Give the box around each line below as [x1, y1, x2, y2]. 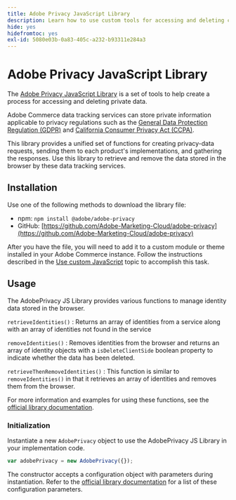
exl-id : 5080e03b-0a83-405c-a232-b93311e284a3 [7, 36, 146, 43]
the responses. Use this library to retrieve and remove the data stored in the [7, 154, 227, 163]
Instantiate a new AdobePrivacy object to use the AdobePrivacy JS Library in [7, 436, 227, 445]
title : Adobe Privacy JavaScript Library [7, 10, 131, 18]
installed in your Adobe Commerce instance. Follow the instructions [7, 250, 203, 258]
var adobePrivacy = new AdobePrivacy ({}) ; [7, 457, 133, 464]
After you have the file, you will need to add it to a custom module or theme [7, 243, 225, 251]
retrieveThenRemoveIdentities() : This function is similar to [7, 367, 180, 375]
